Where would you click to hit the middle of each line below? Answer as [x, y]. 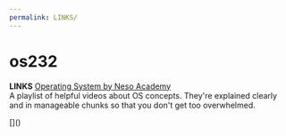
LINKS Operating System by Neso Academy [90, 86]
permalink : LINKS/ [43, 17]
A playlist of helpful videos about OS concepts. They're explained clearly [143, 95]
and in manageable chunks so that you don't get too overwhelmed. [133, 105]
